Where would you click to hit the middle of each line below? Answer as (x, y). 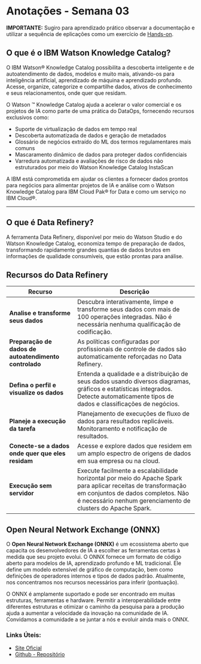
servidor (22, 493)
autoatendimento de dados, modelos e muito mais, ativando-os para (90, 74)
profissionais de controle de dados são (132, 349)
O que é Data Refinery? (50, 222)
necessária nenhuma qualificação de (129, 324)
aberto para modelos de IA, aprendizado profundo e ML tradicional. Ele (94, 563)
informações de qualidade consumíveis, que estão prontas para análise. (95, 256)
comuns (25, 148)
